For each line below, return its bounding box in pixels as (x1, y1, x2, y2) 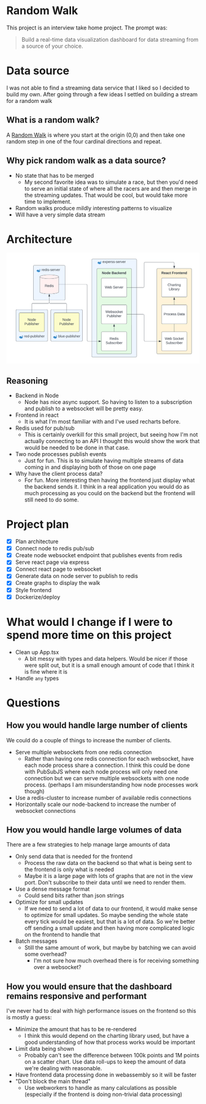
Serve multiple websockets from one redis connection (15, 748, 152, 756)
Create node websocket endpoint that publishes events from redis (15, 552, 183, 559)
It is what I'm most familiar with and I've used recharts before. (24, 418, 181, 425)
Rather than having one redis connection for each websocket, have (24, 755, 194, 762)
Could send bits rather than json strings (24, 892, 124, 899)
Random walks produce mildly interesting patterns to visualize (15, 204, 173, 211)
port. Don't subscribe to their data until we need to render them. (24, 879, 186, 886)
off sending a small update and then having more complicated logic (24, 924, 195, 932)
